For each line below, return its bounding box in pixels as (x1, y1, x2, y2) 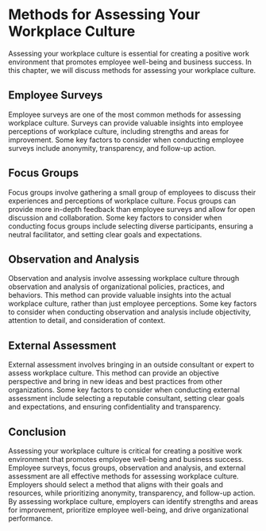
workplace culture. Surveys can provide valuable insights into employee (8, 117, 244, 128)
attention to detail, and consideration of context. (8, 316, 166, 325)
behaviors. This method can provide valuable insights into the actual (8, 291, 232, 300)
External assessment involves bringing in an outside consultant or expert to (8, 360, 255, 370)
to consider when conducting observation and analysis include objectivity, (8, 307, 252, 317)
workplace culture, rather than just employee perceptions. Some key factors (8, 299, 257, 309)
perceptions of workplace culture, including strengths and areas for (8, 126, 229, 136)
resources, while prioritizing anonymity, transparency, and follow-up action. (8, 488, 256, 498)
